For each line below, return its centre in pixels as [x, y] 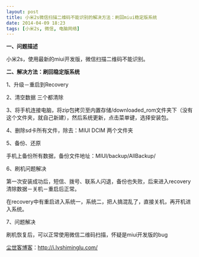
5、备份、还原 [24, 143]
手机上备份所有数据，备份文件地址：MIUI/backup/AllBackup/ [81, 156]
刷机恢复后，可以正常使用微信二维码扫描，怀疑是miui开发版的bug [87, 235]
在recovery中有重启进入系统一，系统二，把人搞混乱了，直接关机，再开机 [96, 202]
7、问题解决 [21, 222]
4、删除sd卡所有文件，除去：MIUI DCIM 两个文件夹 [70, 130]
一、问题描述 [22, 46]
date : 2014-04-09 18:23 [36, 23]
